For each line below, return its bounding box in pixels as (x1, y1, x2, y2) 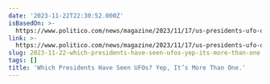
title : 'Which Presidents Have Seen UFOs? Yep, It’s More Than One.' (8, 64, 247, 72)
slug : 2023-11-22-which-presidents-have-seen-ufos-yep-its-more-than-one (8, 49, 261, 57)
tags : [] (8, 57, 38, 65)
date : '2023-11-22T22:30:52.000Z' (8, 11, 125, 20)
